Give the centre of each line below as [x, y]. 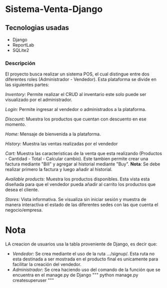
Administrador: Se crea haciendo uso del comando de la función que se [86, 270]
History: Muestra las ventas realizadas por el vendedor [61, 144]
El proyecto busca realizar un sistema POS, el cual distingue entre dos [77, 74]
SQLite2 [20, 50]
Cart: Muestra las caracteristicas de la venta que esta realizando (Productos [84, 153]
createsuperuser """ [33, 280]
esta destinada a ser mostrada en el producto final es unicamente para [85, 259]
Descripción [20, 63]
